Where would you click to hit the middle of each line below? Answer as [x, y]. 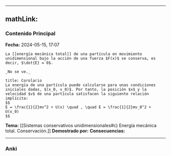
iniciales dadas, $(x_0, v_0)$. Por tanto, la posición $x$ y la [76, 89]
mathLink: [22, 19]
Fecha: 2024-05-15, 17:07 [32, 45]
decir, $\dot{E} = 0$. [29, 63]
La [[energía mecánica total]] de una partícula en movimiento [74, 54]
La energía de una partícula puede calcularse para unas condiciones [81, 85]
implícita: [17, 98]
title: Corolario [24, 81]
